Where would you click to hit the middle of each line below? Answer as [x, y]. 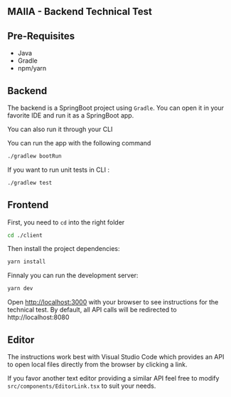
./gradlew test [30, 182]
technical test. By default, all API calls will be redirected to [92, 310]
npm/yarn [32, 68]
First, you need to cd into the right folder [66, 222]
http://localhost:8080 [38, 317]
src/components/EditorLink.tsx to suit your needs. [82, 386]
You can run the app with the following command [79, 143]
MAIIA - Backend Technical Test [80, 12]
